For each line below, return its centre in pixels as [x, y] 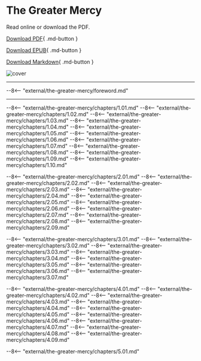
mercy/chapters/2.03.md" [38, 189]
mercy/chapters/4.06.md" [38, 320]
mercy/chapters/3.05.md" [38, 265]
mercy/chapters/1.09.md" [37, 159]
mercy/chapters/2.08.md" [38, 221]
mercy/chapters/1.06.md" [37, 139]
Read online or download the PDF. [48, 27]
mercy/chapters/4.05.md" [38, 314]
